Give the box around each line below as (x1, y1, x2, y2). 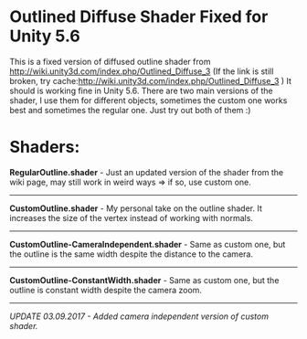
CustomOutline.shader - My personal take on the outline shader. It (9, 203, 263, 214)
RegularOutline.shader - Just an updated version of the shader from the (9, 166, 284, 177)
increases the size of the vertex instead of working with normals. (9, 212, 254, 223)
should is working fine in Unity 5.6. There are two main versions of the (9, 85, 273, 96)
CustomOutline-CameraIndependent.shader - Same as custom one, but (9, 238, 286, 249)
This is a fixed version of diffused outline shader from (9, 56, 211, 67)
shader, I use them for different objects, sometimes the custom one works (9, 94, 288, 106)
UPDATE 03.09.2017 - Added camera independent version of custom (9, 311, 270, 322)
